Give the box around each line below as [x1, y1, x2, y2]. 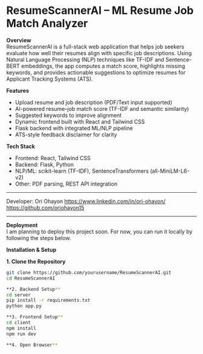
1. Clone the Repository [6, 258, 66, 265]
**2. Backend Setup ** [6, 286, 61, 292]
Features [6, 87, 29, 94]
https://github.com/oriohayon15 [6, 204, 85, 211]
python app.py [6, 303, 42, 309]
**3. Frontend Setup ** [6, 314, 63, 320]
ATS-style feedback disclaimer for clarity [14, 131, 118, 138]
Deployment [6, 221, 38, 229]
